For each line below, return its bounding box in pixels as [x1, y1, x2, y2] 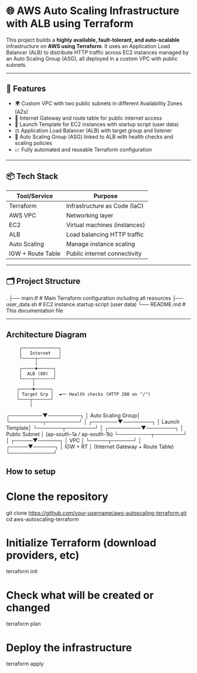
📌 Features [6, 84, 46, 94]
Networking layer [66, 211, 114, 219]
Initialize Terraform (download [6, 536, 157, 549]
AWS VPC [9, 211, 36, 219]
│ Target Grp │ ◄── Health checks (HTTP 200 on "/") [16, 391, 151, 397]
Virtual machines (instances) [66, 221, 145, 229]
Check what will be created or [6, 589, 154, 602]
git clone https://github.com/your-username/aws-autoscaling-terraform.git [6, 509, 187, 516]
